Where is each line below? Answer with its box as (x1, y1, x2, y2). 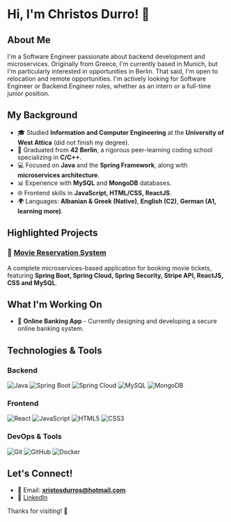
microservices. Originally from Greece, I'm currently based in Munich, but (7, 60, 218, 68)
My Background (7, 109, 78, 121)
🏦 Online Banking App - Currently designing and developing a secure (17, 317, 217, 325)
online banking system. (17, 325, 84, 333)
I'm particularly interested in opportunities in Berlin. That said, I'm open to (7, 67, 218, 75)
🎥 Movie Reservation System (7, 248, 106, 258)
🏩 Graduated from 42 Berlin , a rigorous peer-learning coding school (17, 145, 213, 154)
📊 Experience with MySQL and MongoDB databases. (17, 179, 172, 187)
